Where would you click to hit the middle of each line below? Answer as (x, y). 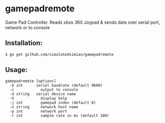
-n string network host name (44, 107)
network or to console (28, 27)
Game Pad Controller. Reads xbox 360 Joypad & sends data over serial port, (83, 22)
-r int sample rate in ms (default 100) (60, 116)
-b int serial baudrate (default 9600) (56, 85)
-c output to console (44, 90)
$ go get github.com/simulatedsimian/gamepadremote (59, 54)
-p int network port (39, 112)
